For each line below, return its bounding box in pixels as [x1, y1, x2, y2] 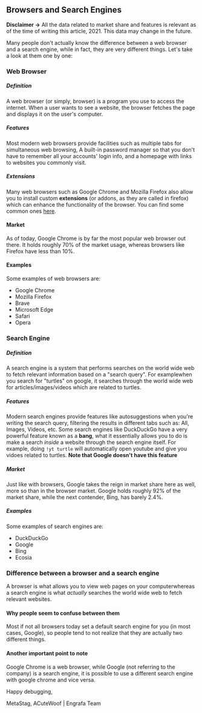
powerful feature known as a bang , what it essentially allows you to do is [6, 432, 187, 439]
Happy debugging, [6, 688, 53, 695]
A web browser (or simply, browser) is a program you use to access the [6, 97, 184, 105]
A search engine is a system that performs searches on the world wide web [6, 364, 195, 372]
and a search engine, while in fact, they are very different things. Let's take [6, 45, 193, 53]
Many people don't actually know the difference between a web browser [6, 39, 187, 46]
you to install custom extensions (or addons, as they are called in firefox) [6, 194, 189, 202]
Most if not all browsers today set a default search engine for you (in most [6, 623, 191, 630]
